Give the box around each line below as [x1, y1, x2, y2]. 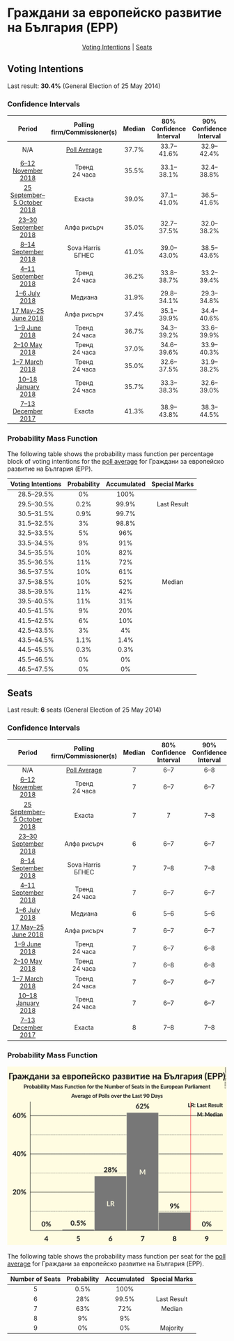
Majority [159, 1324, 184, 1332]
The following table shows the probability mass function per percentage [7, 449, 214, 458]
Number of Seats [10, 1275, 61, 1283]
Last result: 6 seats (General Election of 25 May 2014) [7, 705, 162, 714]
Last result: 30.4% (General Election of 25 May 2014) [7, 82, 161, 90]
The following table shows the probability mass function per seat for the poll [7, 1252, 226, 1260]
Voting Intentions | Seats [81, 43, 153, 51]
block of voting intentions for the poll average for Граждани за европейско [7, 457, 224, 465]
